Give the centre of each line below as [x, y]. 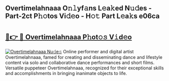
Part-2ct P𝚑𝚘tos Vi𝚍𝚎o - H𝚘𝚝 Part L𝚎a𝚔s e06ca [82, 16]
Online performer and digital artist [98, 52]
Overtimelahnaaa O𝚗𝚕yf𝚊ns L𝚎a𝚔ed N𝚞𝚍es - [79, 8]
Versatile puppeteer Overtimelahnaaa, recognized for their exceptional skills [84, 68]
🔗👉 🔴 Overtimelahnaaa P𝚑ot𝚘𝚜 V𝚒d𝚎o [69, 37]
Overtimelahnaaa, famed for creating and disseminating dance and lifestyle [84, 57]
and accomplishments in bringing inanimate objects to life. [66, 73]
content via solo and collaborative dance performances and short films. [80, 63]
